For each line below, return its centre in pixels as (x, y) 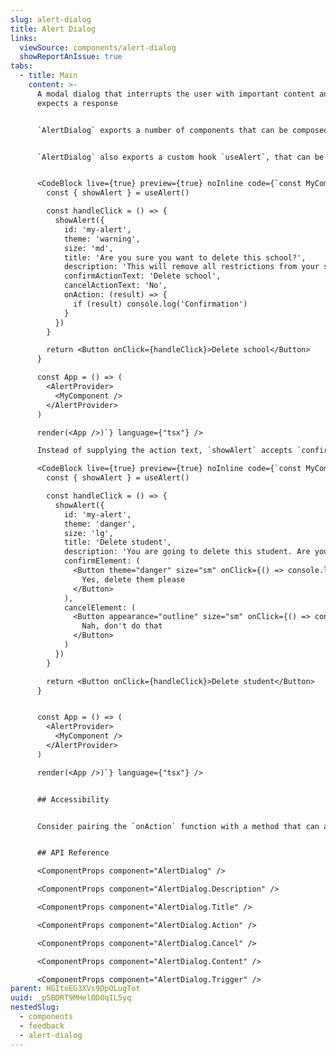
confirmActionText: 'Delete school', (142, 276)
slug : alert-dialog (51, 19)
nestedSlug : (35, 1007)
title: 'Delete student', (117, 542)
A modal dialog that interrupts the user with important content (175, 94)
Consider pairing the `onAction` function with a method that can (178, 826)
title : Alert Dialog (53, 29)
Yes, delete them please (133, 579)
